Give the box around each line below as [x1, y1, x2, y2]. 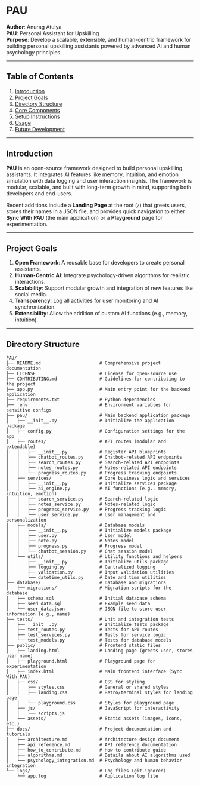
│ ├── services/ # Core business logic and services [6, 476, 190, 482]
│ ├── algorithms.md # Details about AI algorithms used [6, 752, 190, 759]
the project [6, 381, 36, 387]
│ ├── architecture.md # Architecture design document [6, 737, 180, 743]
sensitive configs [6, 407, 52, 413]
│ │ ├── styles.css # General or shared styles [6, 685, 169, 691]
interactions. [14, 278, 46, 286]
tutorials [6, 731, 31, 738]
